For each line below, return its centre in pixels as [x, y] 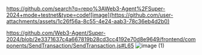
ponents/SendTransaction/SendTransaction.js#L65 [70, 45]
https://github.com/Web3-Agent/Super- [56, 33]
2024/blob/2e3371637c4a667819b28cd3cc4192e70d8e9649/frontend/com [101, 39]
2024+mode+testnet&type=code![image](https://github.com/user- [90, 15]
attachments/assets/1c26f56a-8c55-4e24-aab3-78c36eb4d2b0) [88, 21]
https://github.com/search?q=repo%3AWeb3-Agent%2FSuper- [86, 9]
